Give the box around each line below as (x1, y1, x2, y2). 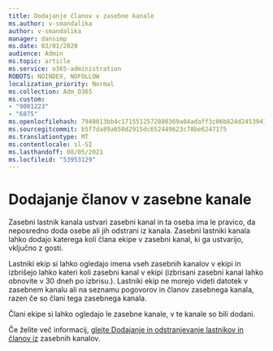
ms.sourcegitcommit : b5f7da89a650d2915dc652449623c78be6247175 (8, 125, 227, 133)
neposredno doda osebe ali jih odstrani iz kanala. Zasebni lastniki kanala (8, 226, 250, 236)
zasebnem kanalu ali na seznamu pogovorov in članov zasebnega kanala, (8, 285, 254, 295)
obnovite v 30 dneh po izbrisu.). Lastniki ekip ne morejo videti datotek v (8, 276, 249, 286)
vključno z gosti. (8, 243, 63, 253)
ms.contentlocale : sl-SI (8, 140, 93, 149)
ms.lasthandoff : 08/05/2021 (8, 148, 104, 156)
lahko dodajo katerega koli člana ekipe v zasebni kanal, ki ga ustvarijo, (8, 235, 244, 245)
